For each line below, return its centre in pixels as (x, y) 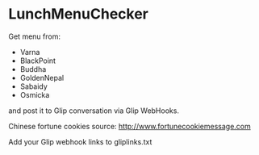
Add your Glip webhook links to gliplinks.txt (80, 141)
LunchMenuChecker (79, 14)
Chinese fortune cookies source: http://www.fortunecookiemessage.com (130, 126)
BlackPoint (38, 61)
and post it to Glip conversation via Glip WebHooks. (94, 111)
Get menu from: (34, 36)
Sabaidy (34, 86)
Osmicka (35, 94)
